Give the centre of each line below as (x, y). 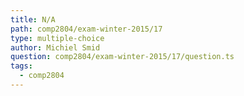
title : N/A (33, 19)
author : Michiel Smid (55, 47)
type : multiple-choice (57, 38)
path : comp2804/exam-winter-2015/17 (86, 29)
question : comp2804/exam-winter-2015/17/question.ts (122, 57)
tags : (21, 66)
